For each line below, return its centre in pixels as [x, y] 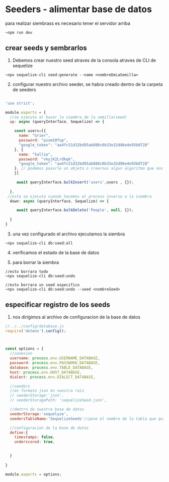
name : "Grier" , [34, 136]
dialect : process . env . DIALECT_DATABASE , [53, 377]
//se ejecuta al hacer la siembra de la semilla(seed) [68, 117]
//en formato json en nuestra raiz [47, 391]
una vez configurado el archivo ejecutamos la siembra [69, 234]
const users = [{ [30, 131]
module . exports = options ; [33, 474]
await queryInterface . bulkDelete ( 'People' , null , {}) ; [75, 210]
